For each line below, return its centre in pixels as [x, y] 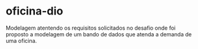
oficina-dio [35, 11]
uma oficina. [21, 41]
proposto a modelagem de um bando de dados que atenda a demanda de [99, 34]
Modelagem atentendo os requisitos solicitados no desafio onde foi [91, 28]
